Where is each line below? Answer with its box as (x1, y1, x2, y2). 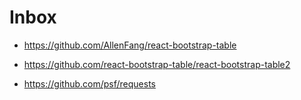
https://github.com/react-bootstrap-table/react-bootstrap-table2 (23, 58, 291, 70)
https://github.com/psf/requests (23, 77, 156, 90)
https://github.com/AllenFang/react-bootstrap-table (23, 39, 237, 51)
